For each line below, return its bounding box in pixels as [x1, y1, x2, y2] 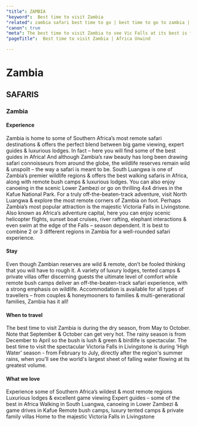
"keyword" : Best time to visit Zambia [6, 14, 104, 20]
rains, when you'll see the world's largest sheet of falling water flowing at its [6, 356, 190, 363]
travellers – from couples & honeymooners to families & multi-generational [6, 291, 185, 299]
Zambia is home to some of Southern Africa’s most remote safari [6, 134, 162, 141]
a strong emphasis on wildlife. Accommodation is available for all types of [6, 285, 184, 292]
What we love [6, 375, 40, 382]
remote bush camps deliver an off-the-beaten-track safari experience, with [6, 279, 188, 286]
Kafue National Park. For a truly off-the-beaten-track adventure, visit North [6, 190, 188, 197]
